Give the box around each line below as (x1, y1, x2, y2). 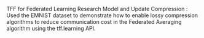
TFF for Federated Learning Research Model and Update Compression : (6, 6, 188, 12)
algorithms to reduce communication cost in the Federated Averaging (6, 18, 182, 25)
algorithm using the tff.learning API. (6, 25, 96, 32)
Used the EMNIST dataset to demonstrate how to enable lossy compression (6, 12, 198, 19)
